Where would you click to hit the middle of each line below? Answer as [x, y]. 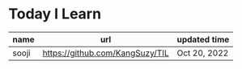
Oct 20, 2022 [203, 53]
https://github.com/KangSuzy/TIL [106, 53]
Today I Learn [55, 14]
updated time [203, 39]
